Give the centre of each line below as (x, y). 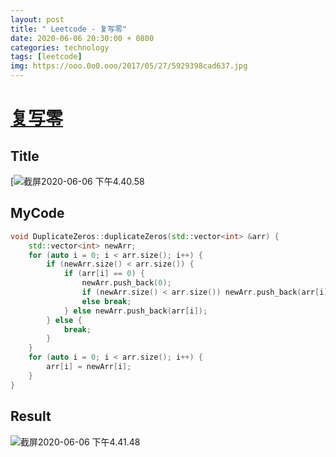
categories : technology (60, 47)
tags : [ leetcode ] (46, 57)
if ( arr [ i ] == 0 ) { (104, 274)
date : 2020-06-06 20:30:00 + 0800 (82, 38)
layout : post (37, 19)
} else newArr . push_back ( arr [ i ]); (135, 311)
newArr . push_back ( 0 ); (126, 283)
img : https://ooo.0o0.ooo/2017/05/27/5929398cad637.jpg (129, 66)
